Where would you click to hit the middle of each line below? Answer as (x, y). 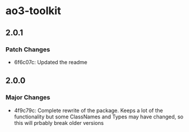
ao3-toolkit (33, 11)
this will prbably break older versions (59, 123)
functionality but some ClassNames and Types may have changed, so (99, 117)
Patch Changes (28, 49)
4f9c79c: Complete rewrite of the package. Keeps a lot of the (88, 110)
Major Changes (28, 97)
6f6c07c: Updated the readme (51, 62)
